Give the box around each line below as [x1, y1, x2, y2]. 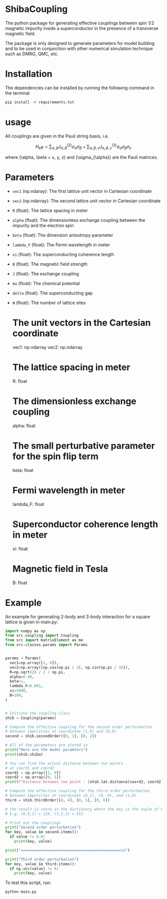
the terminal [5, 90, 30, 96]
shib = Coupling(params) [5, 715, 57, 721]
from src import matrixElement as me [5, 638, 83, 643]
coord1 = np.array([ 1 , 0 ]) [5, 770, 61, 775]
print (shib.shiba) [5, 751, 43, 757]
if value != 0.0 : [9, 834, 46, 839]
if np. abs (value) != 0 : [9, 866, 59, 871]
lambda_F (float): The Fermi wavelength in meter [12, 242, 110, 248]
